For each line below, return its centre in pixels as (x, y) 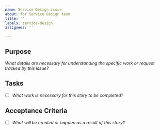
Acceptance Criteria (36, 111)
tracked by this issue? (27, 68)
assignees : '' (19, 28)
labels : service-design (29, 23)
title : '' (15, 18)
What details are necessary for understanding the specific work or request (80, 63)
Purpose (18, 51)
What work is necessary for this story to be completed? (68, 95)
